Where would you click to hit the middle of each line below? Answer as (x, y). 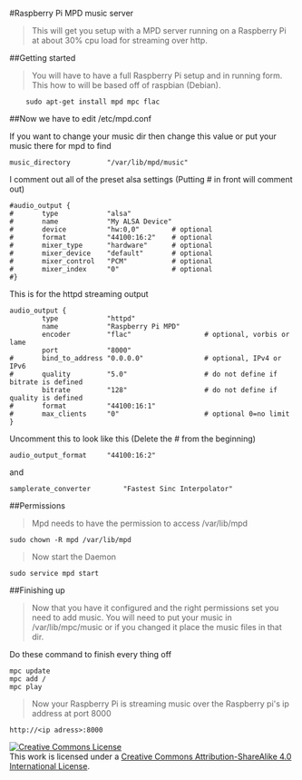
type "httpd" (89, 319)
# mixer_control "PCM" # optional (111, 262)
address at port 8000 (71, 713)
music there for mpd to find (60, 146)
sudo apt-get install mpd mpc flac (93, 102)
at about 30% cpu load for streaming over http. (120, 40)
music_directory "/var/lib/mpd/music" (99, 163)
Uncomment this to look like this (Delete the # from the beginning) (133, 439)
